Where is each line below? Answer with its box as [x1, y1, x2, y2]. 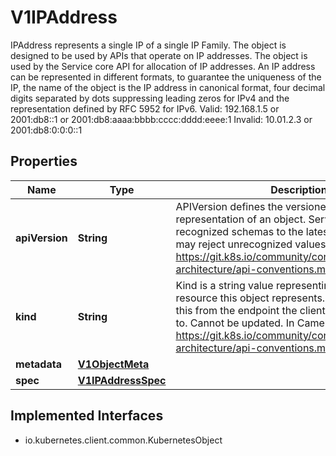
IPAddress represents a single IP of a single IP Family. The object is [10, 39, 287, 51]
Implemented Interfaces [10, 407, 164, 425]
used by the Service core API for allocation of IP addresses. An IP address [10, 60, 316, 72]
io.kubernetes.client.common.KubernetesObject [24, 434, 223, 446]
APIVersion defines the [175, 199, 283, 213]
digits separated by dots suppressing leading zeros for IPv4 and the [10, 92, 290, 104]
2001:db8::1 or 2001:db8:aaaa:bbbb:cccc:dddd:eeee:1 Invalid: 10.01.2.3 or [10, 113, 313, 125]
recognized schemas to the [175, 224, 304, 238]
